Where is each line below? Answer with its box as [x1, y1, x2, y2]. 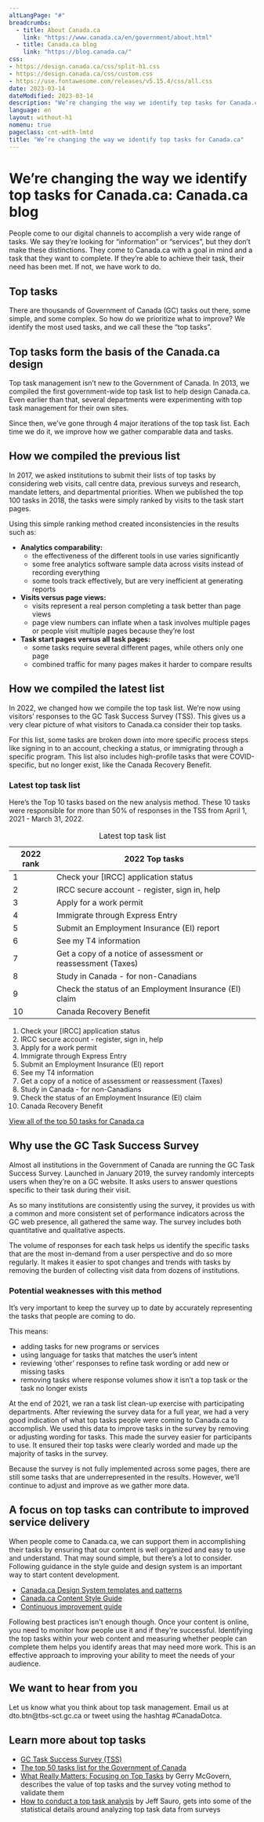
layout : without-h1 [9, 114, 73, 122]
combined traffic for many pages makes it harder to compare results [31, 659, 253, 668]
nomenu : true [9, 121, 52, 129]
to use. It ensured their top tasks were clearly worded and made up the [9, 1440, 238, 1450]
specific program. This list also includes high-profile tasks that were [9, 752, 228, 761]
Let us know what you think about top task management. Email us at [9, 1702, 230, 1712]
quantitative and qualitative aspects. [9, 1225, 126, 1235]
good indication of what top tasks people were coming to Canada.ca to [9, 1415, 238, 1425]
